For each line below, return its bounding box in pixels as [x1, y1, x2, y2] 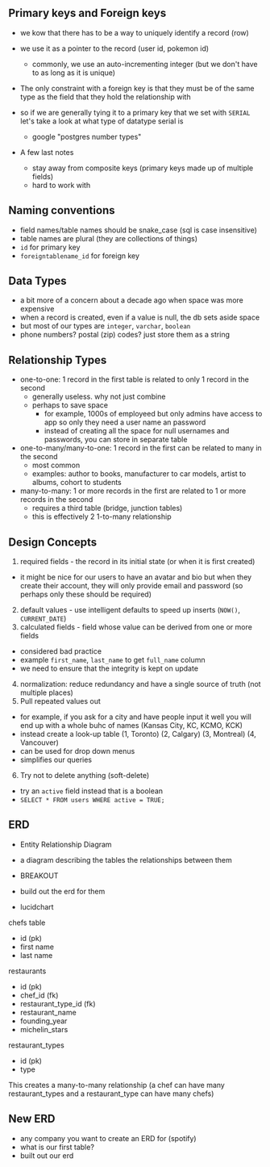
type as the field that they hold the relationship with [19, 92, 191, 102]
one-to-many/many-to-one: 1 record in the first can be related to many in [19, 443, 262, 453]
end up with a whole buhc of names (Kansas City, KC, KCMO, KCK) [19, 721, 243, 730]
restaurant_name [19, 1007, 77, 1017]
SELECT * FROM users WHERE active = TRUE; [19, 797, 165, 805]
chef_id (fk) [19, 990, 59, 1000]
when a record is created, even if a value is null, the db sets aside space [19, 312, 260, 322]
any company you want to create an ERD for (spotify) [19, 1133, 197, 1143]
